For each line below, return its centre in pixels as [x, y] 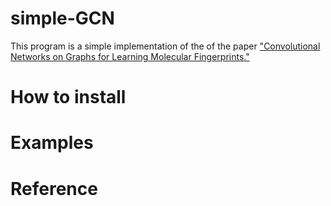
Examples [52, 143]
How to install [68, 97]
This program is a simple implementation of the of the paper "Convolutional [165, 46]
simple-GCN [62, 18]
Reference [54, 188]
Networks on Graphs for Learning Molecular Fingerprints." [130, 56]
